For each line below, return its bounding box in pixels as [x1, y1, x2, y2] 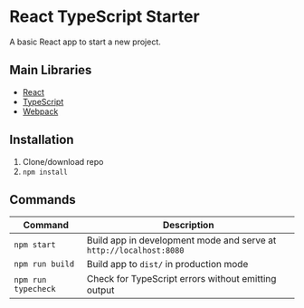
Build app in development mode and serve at [86, 234, 277, 246]
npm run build [14, 259, 75, 269]
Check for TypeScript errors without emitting [86, 273, 277, 285]
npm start [14, 240, 56, 250]
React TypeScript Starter [9, 6, 201, 27]
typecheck [14, 284, 56, 294]
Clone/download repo [22, 156, 104, 167]
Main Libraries [9, 63, 92, 78]
